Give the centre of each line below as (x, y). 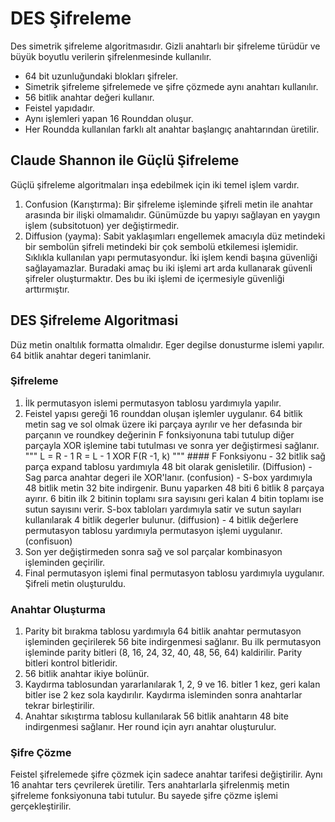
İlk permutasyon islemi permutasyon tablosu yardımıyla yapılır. (153, 403)
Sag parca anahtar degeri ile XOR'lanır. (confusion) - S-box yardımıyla (168, 477)
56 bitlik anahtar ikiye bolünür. (87, 674)
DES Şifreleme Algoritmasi (94, 320)
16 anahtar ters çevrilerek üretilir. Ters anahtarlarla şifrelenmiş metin (150, 785)
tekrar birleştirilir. (59, 706)
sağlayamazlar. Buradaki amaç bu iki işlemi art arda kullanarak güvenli (168, 268)
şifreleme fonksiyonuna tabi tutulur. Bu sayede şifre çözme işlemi (144, 796)
